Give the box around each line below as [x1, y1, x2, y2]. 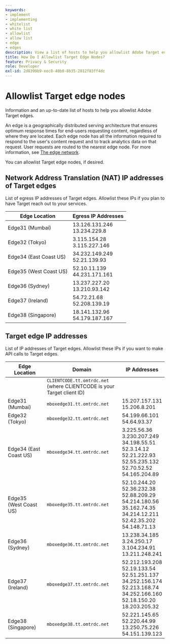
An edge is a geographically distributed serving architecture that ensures [5, 122, 158, 128]
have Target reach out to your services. [5, 200, 88, 207]
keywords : [5, 7, 26, 13]
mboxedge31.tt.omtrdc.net [47, 401, 109, 407]
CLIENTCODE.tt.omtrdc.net [47, 378, 109, 383]
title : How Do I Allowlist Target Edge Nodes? [5, 54, 105, 60]
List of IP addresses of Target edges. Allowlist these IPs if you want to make [5, 345, 163, 351]
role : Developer [5, 64, 39, 69]
